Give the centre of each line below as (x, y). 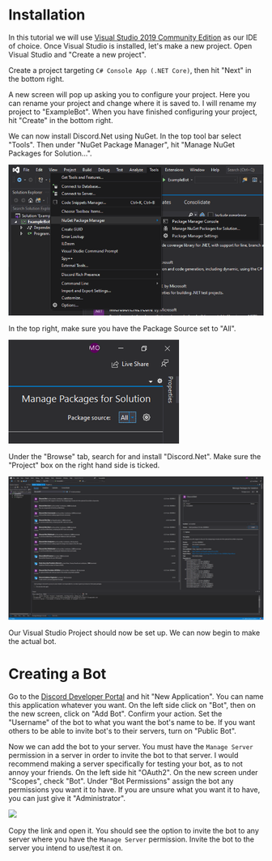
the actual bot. (32, 641)
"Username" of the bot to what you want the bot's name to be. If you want (132, 722)
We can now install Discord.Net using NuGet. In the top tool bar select (125, 136)
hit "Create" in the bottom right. (61, 120)
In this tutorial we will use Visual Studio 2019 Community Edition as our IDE (133, 37)
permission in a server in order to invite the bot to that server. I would (123, 755)
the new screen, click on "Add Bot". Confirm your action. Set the (115, 714)
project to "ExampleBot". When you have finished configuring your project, (133, 112)
